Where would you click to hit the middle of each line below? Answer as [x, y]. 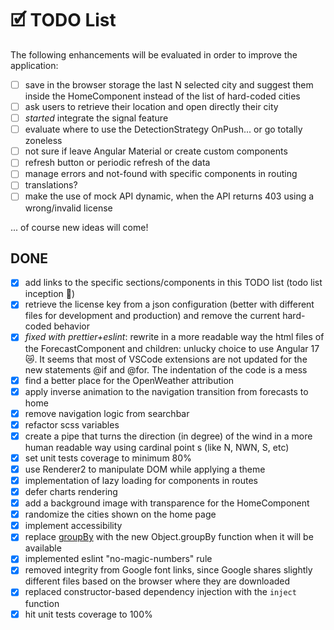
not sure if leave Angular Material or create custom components [156, 151]
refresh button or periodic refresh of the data [117, 163]
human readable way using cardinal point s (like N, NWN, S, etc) [157, 447]
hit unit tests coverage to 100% [88, 614]
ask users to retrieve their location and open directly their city [151, 106]
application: [34, 65]
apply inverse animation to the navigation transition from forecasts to [166, 391]
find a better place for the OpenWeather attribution [129, 380]
